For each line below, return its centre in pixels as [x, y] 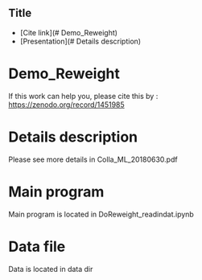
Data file [37, 247]
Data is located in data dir [51, 269]
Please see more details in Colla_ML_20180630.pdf [93, 159]
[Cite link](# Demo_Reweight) [69, 32]
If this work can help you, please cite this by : [83, 96]
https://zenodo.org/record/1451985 [66, 105]
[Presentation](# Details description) [80, 41]
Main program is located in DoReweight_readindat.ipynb [101, 214]
